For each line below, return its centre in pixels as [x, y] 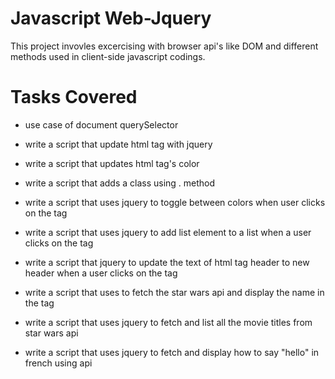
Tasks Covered [74, 97]
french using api [58, 363]
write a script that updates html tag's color [112, 163]
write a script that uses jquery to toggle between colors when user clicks [175, 202]
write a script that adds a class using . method [120, 183]
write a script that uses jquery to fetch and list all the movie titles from [168, 322]
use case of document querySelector [101, 124]
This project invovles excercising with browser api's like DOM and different [164, 46]
